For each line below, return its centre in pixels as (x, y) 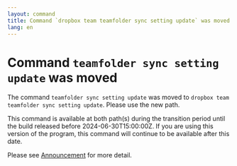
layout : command (31, 14)
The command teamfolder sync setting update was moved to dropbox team (118, 98)
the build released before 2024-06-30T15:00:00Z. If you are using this (111, 126)
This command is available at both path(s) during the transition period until (116, 119)
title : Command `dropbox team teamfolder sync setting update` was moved (119, 21)
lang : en (20, 27)
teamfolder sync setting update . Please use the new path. (94, 105)
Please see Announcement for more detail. (70, 155)
